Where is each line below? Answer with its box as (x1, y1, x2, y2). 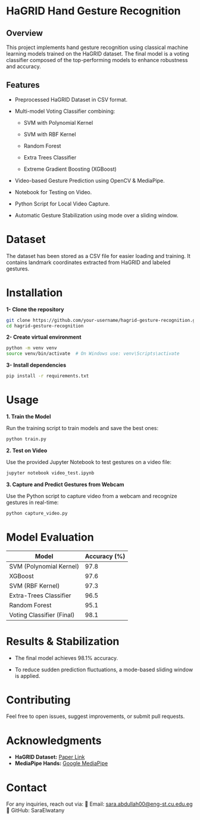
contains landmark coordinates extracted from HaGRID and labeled (6, 259, 171, 266)
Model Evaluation (6, 530, 94, 544)
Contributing (6, 693, 71, 707)
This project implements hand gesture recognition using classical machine (6, 44, 189, 51)
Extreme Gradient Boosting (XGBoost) (23, 165, 117, 173)
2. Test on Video (6, 447, 48, 454)
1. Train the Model (6, 413, 51, 420)
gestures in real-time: (6, 499, 59, 506)
